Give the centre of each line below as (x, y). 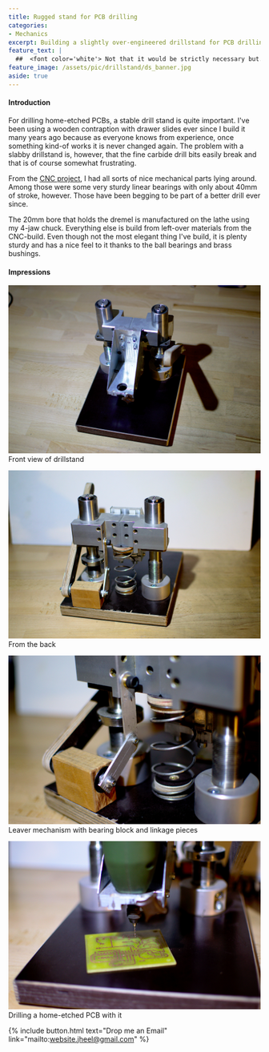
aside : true (28, 76)
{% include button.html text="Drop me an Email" (88, 1030)
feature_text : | (35, 51)
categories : (28, 25)
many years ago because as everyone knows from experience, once (121, 137)
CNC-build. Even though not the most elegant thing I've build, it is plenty (128, 236)
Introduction (29, 102)
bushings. (25, 253)
